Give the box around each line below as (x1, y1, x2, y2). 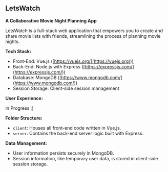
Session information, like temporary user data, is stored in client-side (12, 155, 158, 161)
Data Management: (5, 140, 47, 146)
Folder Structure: (5, 115, 43, 121)
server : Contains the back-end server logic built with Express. (12, 130, 144, 136)
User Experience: (5, 95, 44, 101)
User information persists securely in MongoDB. (12, 150, 114, 156)
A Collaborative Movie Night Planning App (5, 17, 97, 23)
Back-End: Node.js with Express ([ (12, 63, 86, 69)
